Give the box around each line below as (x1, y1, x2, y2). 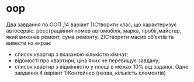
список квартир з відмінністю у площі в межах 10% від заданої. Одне (14, 63, 189, 70)
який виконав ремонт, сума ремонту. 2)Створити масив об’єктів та (6, 33, 174, 40)
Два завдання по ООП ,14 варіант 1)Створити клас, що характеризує (6, 21, 177, 28)
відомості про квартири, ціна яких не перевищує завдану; (14, 57, 160, 64)
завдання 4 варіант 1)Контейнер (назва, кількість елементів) (14, 69, 167, 76)
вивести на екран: (6, 40, 51, 47)
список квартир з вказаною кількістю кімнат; (14, 51, 129, 58)
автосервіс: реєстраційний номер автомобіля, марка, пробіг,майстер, (6, 27, 182, 34)
